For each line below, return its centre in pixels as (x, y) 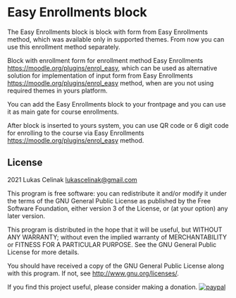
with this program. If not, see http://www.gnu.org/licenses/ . (93, 273)
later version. (26, 215)
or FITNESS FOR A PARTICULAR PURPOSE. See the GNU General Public (112, 244)
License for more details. (43, 252)
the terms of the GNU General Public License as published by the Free (109, 201)
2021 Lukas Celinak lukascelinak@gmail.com (72, 179)
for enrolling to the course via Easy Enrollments (76, 133)
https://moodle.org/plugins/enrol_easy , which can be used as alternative (112, 68)
